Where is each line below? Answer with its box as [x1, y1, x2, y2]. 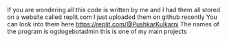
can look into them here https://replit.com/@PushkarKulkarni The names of [7, 20, 220, 28]
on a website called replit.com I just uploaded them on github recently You [7, 13, 218, 21]
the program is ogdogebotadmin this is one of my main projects [7, 27, 187, 35]
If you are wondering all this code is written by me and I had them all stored [7, 6, 221, 14]
